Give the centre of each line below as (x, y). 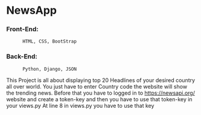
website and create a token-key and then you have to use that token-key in (99, 99)
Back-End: (22, 56)
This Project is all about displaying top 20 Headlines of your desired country (101, 80)
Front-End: (23, 29)
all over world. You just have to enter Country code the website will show (97, 86)
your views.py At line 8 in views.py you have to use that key (80, 105)
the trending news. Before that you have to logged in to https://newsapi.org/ (101, 93)
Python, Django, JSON (49, 69)
